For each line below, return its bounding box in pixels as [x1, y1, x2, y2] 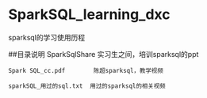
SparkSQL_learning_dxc [8, 6, 171, 24]
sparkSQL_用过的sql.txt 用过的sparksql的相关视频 [8, 81, 166, 90]
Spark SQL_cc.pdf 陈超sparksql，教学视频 [8, 66, 164, 74]
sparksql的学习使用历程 [8, 32, 86, 42]
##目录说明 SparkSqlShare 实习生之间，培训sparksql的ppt [8, 49, 199, 58]
